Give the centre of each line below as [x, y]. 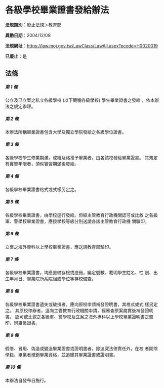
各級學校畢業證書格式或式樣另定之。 [42, 190]
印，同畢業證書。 [22, 323]
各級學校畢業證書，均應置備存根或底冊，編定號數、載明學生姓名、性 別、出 [82, 273]
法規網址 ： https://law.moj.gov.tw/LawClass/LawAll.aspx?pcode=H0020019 [82, 45]
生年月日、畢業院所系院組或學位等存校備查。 [51, 279]
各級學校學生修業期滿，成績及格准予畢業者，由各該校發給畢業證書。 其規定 [82, 158]
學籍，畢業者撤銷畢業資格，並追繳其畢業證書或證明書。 [61, 355]
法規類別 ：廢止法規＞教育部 [33, 25]
